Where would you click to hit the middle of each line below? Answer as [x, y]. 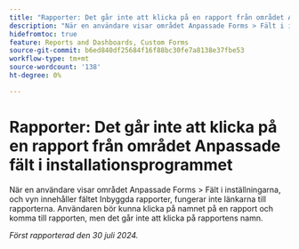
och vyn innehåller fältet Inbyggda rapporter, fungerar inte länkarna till [138, 199]
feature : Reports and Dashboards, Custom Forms [99, 42]
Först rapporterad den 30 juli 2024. [74, 235]
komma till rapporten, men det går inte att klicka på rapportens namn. [137, 218]
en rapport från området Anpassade [145, 145]
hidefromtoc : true [43, 34]
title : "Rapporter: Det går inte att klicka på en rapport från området [147, 17]
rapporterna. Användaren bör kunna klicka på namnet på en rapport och [141, 208]
